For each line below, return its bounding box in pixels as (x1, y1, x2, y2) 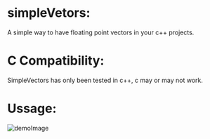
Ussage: (7, 100, 57, 117)
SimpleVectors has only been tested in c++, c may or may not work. (7, 76, 204, 84)
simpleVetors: (7, 5, 91, 21)
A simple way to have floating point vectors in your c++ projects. (7, 28, 195, 37)
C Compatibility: (7, 53, 105, 69)
